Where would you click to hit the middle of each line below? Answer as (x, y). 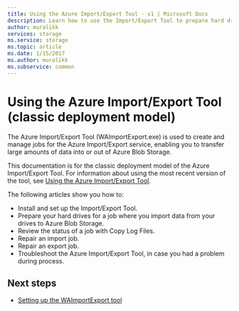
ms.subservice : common (41, 67)
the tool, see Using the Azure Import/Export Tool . (79, 180)
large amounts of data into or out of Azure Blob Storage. (90, 152)
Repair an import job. (48, 238)
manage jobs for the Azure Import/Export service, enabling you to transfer (116, 144)
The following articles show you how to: (66, 194)
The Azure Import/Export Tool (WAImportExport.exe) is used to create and (116, 136)
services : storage (34, 34)
